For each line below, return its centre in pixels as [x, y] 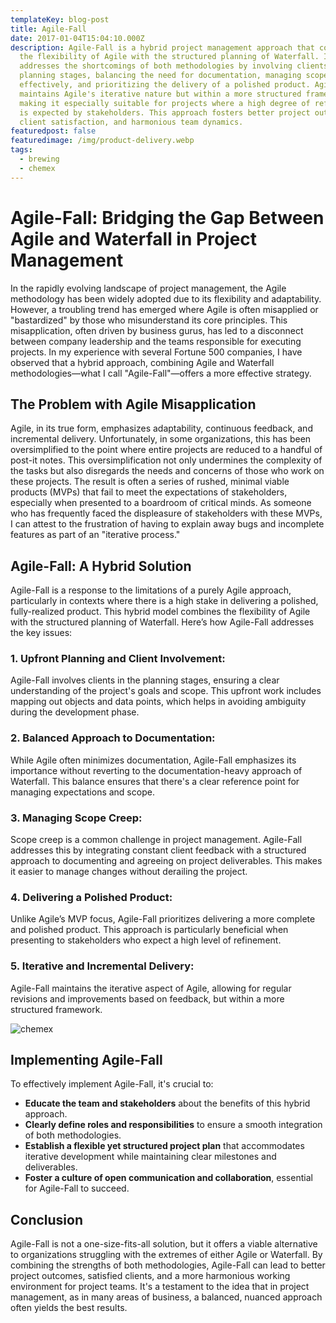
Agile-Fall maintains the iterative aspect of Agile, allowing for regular [151, 988]
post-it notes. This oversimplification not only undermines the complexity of [166, 460]
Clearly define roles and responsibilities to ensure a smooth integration [173, 1125]
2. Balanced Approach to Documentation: [113, 738]
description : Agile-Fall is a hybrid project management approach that [162, 47]
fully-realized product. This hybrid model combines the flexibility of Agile [160, 612]
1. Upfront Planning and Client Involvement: [118, 659]
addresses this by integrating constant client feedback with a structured [158, 850]
